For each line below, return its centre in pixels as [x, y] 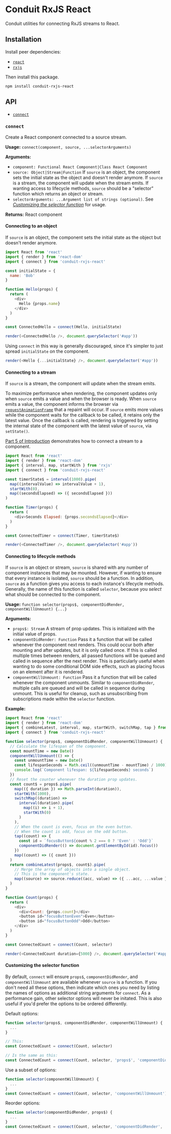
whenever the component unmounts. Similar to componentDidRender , [83, 683]
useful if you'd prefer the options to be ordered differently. [66, 1004]
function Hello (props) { [32, 289]
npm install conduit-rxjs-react [39, 86]
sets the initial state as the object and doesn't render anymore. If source [88, 177]
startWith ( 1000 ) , [33, 794]
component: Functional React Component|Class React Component [80, 167]
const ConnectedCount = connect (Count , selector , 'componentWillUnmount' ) [86, 1093]
